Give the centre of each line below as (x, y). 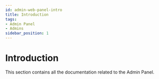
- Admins (14, 29)
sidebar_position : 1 (27, 33)
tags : (11, 19)
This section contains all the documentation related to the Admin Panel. (80, 72)
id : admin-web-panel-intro (34, 10)
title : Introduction (27, 15)
